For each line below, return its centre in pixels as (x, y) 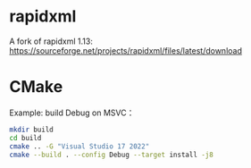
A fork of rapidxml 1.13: (51, 41)
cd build (25, 138)
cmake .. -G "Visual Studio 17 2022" (79, 146)
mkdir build (31, 130)
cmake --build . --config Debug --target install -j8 (112, 155)
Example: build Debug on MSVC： (72, 113)
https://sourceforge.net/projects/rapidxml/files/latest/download (126, 50)
